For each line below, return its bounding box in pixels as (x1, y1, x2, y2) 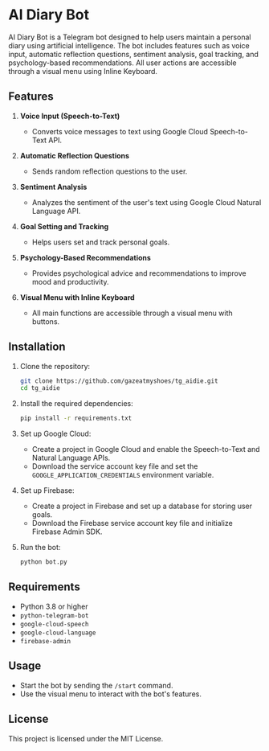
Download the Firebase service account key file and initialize (31, 519, 233, 528)
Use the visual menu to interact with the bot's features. (19, 689, 202, 699)
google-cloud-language (19, 629, 96, 637)
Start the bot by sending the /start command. (19, 680, 173, 690)
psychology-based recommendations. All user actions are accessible (8, 58, 237, 68)
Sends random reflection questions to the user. (31, 166, 188, 176)
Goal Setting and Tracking (19, 221, 109, 231)
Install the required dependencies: (19, 399, 134, 408)
